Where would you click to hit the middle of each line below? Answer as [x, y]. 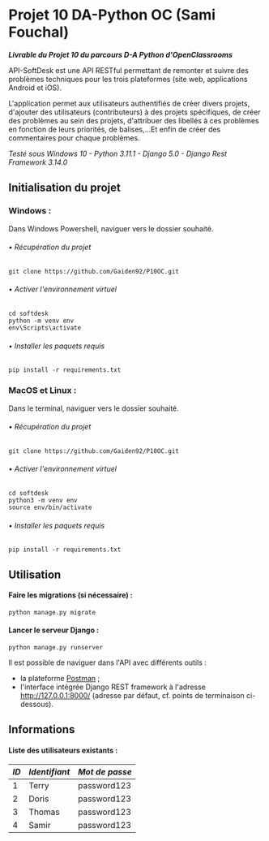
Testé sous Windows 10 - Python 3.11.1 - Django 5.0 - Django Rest [118, 153]
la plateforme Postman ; [60, 678]
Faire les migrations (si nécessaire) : [70, 595]
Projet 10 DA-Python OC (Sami [112, 15]
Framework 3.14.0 [38, 162]
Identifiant [49, 771]
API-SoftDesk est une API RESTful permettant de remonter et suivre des [128, 70]
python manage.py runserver [56, 647]
